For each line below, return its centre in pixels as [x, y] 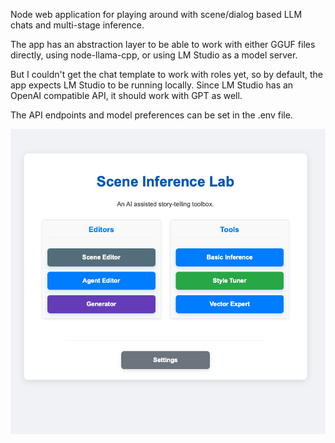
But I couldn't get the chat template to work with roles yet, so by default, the [166, 74]
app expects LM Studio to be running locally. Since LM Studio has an [152, 85]
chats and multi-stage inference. [77, 25]
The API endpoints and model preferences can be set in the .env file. [151, 115]
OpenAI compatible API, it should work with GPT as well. [126, 95]
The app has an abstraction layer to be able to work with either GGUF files [163, 44]
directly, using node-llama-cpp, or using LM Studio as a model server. [154, 55]
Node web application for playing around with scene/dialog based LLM [156, 14]
